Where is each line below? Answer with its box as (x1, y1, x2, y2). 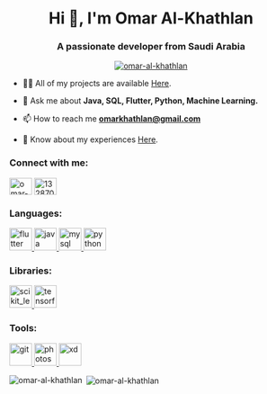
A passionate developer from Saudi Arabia (57, 40, 245, 53)
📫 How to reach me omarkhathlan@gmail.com (22, 113, 201, 124)
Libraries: (9, 264, 52, 277)
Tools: (9, 322, 38, 335)
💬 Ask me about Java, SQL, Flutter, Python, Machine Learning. (22, 95, 259, 106)
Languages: (9, 207, 63, 219)
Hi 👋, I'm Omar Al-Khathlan (48, 8, 254, 29)
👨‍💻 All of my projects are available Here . (22, 78, 173, 89)
